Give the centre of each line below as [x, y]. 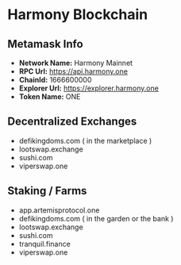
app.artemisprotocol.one [59, 210]
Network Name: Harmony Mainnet [75, 63]
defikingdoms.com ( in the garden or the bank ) [96, 218]
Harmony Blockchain [78, 15]
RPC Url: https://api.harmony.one [73, 71]
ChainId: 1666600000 [55, 80]
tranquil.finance [44, 244]
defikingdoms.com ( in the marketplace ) [85, 140]
